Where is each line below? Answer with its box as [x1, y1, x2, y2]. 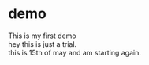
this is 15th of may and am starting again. [8, 48, 142, 57]
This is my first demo [8, 31, 76, 40]
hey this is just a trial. [8, 39, 77, 48]
